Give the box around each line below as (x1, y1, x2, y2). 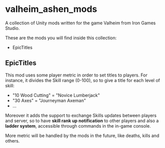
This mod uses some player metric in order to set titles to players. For (5, 72, 148, 78)
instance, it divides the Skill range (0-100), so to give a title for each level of (5, 77, 161, 83)
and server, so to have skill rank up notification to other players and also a (5, 118, 159, 124)
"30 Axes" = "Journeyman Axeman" (12, 97, 86, 103)
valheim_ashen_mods (5, 3, 97, 15)
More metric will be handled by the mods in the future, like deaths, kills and (5, 133, 160, 139)
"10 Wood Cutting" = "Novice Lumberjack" (12, 92, 100, 98)
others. (5, 138, 20, 144)
